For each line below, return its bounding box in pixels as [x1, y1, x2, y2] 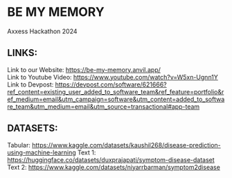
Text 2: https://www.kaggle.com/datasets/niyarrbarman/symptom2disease [7, 163, 220, 171]
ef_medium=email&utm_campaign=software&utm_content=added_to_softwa [7, 95, 225, 103]
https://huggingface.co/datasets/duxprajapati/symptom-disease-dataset [7, 155, 215, 163]
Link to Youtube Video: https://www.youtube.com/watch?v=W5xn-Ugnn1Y [7, 73, 218, 81]
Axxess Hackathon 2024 [7, 27, 78, 35]
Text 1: [77, 148, 96, 157]
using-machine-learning [7, 148, 76, 157]
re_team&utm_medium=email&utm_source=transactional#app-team [7, 102, 200, 111]
